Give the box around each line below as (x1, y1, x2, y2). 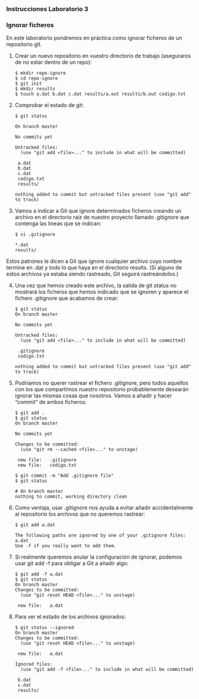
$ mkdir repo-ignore (14, 70, 66, 76)
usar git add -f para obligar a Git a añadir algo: (14, 560, 129, 567)
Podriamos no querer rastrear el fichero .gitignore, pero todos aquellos (14, 379, 189, 387)
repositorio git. (6, 41, 42, 48)
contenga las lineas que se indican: (14, 220, 102, 227)
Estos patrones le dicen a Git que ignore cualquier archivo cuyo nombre (6, 257, 182, 265)
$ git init (14, 81, 42, 87)
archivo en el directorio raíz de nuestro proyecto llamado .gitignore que (14, 214, 189, 221)
